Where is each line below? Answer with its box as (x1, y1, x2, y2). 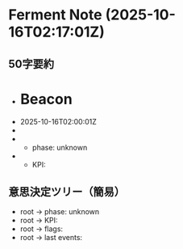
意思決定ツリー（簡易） (8, 184, 125, 199)
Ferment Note (8, 6, 102, 24)
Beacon (19, 90, 73, 108)
